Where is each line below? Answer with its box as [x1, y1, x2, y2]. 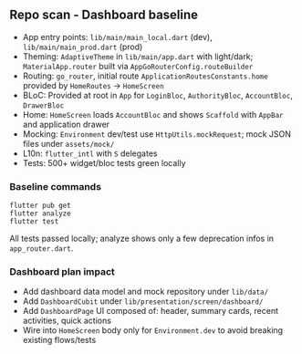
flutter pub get [9, 201, 71, 211]
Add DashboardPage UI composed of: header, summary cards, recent [22, 306, 278, 317]
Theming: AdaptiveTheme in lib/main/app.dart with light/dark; [22, 50, 254, 62]
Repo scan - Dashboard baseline [9, 7, 199, 23]
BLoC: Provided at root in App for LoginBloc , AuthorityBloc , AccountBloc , [22, 89, 294, 100]
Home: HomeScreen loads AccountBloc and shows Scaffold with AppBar [22, 109, 284, 120]
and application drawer [22, 119, 110, 130]
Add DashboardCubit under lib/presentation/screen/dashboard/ [22, 296, 264, 307]
